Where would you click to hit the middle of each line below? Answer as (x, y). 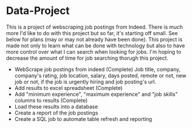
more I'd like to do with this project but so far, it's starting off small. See (92, 33)
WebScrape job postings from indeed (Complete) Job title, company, (97, 69)
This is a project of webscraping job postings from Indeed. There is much (95, 27)
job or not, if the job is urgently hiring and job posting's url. (85, 82)
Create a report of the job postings (56, 113)
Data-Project (38, 11)
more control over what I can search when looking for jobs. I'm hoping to (94, 51)
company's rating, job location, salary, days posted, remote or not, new (100, 75)
